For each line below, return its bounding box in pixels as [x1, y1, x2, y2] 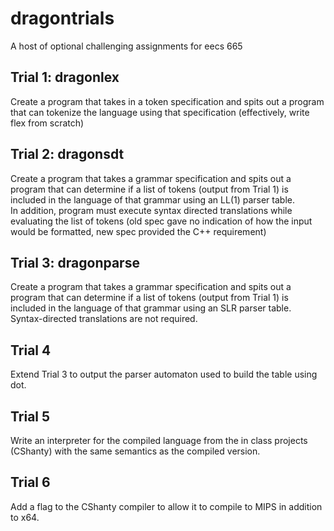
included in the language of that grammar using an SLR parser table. [10, 302, 292, 314]
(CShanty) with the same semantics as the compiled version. [10, 445, 261, 457]
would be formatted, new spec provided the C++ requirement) [10, 225, 267, 237]
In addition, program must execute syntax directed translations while [10, 204, 293, 216]
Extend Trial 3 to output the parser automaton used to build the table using [10, 368, 318, 381]
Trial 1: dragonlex [10, 69, 120, 86]
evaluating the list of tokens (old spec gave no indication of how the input [10, 215, 313, 227]
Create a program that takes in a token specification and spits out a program [10, 95, 325, 107]
